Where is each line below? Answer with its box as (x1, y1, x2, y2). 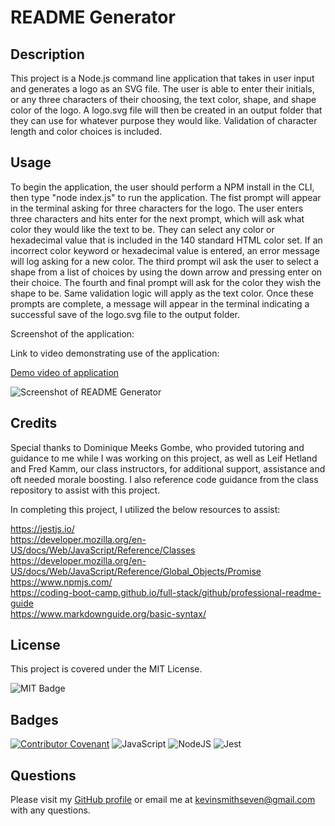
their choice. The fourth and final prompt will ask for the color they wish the (10, 276, 322, 288)
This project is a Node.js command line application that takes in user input (10, 72, 315, 84)
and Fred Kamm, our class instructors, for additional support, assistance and (10, 462, 326, 475)
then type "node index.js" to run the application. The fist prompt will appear (10, 191, 322, 203)
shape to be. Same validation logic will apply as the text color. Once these (10, 287, 314, 299)
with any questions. (10, 804, 91, 816)
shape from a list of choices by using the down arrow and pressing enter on (10, 266, 323, 278)
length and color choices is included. (10, 126, 163, 137)
